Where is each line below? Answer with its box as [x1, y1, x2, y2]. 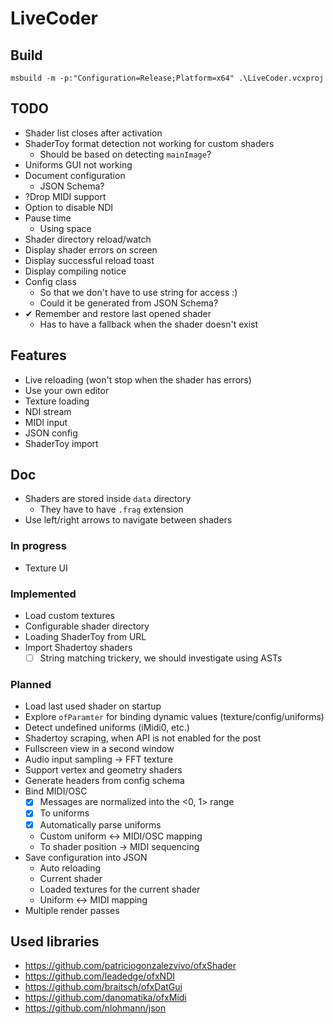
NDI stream [24, 405, 72, 417]
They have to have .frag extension [39, 503, 184, 516]
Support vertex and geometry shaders [24, 764, 183, 776]
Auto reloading [39, 862, 102, 874]
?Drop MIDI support [24, 190, 107, 202]
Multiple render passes [24, 904, 120, 916]
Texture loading [24, 395, 90, 407]
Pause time [24, 212, 72, 224]
